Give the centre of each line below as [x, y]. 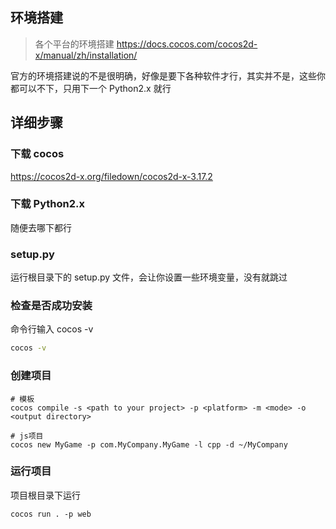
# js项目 [27, 436]
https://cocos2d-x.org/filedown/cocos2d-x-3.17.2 [111, 176]
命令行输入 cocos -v [52, 329]
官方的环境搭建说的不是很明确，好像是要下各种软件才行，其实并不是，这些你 [168, 75]
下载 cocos [37, 154]
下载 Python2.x [48, 204]
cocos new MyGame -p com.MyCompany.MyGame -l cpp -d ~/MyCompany [149, 444]
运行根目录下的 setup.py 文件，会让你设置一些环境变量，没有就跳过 [149, 277]
